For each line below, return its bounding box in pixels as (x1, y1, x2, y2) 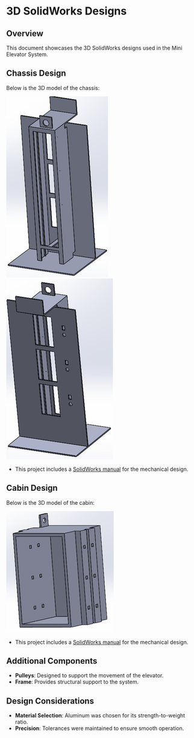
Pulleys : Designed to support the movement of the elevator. (14, 672, 164, 679)
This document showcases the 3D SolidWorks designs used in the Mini (6, 44, 183, 51)
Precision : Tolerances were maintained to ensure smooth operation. (14, 725, 184, 732)
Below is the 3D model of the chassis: (6, 84, 100, 91)
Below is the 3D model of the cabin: (6, 499, 95, 506)
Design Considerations (6, 696, 95, 706)
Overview (6, 28, 44, 39)
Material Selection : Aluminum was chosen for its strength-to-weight (14, 712, 186, 719)
